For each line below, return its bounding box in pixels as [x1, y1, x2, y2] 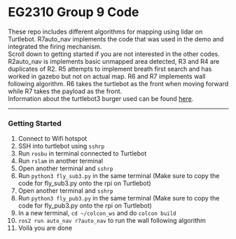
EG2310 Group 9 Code [8, 4, 139, 20]
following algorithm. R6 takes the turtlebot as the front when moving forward [8, 79, 229, 88]
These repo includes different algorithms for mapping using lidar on [8, 27, 203, 36]
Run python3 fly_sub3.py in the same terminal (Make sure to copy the [18, 172, 220, 180]
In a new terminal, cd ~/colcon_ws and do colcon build [18, 209, 177, 217]
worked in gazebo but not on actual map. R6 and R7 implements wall [8, 71, 206, 81]
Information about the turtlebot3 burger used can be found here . [8, 94, 194, 102]
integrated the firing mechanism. [8, 42, 102, 50]
